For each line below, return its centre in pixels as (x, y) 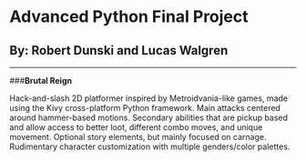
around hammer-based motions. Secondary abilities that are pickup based (149, 117)
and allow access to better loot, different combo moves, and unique (136, 127)
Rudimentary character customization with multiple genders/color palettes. (150, 146)
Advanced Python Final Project (129, 17)
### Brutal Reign (41, 80)
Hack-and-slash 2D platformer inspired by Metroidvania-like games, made (149, 98)
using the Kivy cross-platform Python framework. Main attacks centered (145, 108)
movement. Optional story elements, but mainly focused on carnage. (138, 137)
